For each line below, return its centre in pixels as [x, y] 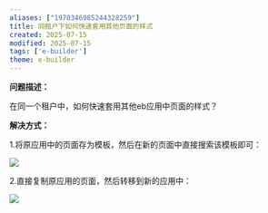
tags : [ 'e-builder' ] [49, 52]
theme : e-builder [42, 60]
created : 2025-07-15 [49, 34]
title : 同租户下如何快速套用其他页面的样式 [81, 26]
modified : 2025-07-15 [50, 43]
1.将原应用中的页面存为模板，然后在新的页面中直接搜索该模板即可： [135, 145]
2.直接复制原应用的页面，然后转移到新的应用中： [101, 181]
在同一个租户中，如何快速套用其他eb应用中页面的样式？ [114, 106]
